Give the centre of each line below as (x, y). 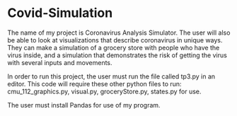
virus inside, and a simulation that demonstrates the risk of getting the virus (117, 55)
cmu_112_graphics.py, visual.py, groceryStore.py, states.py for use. (104, 91)
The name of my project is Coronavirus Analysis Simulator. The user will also (119, 33)
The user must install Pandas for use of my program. (84, 105)
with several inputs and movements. (60, 62)
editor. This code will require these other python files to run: (94, 83)
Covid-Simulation (60, 13)
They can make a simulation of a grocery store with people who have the (114, 47)
